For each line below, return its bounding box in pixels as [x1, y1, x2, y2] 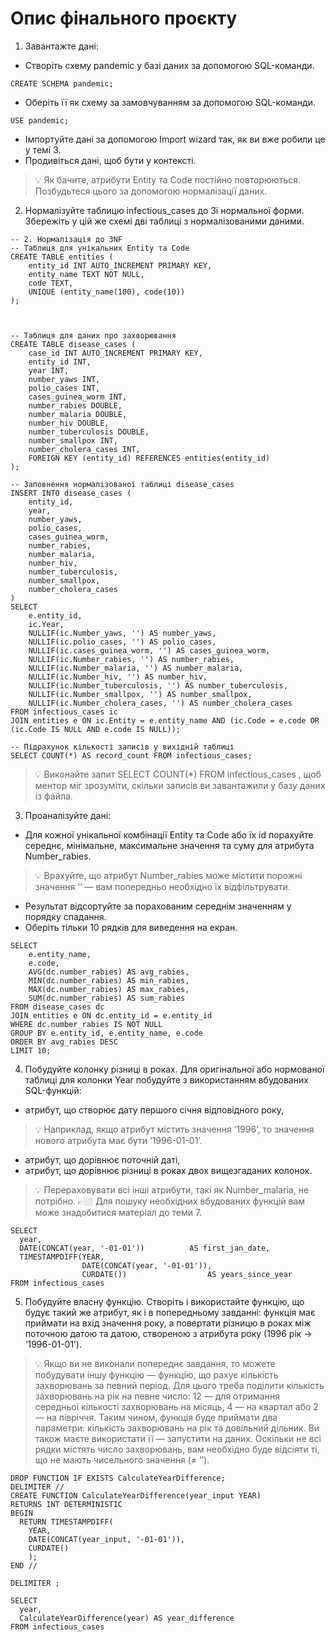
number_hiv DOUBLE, [28, 418, 110, 428]
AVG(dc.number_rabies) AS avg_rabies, [28, 967, 190, 977]
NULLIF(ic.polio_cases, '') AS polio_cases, [28, 637, 217, 647]
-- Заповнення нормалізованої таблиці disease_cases [10, 479, 235, 489]
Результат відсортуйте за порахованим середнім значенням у [24, 900, 292, 912]
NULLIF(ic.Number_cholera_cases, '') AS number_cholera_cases [28, 698, 293, 708]
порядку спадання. [24, 910, 107, 922]
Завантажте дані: [24, 40, 99, 52]
